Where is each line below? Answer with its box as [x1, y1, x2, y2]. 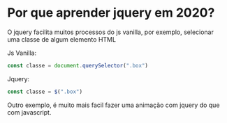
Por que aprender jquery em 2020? [7, 5, 215, 21]
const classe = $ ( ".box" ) [7, 88, 82, 95]
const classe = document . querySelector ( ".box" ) [7, 62, 149, 69]
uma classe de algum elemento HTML [7, 35, 117, 43]
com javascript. [7, 108, 52, 116]
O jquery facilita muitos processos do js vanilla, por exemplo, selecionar [7, 28, 214, 36]
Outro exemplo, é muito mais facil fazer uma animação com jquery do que [7, 101, 220, 109]
